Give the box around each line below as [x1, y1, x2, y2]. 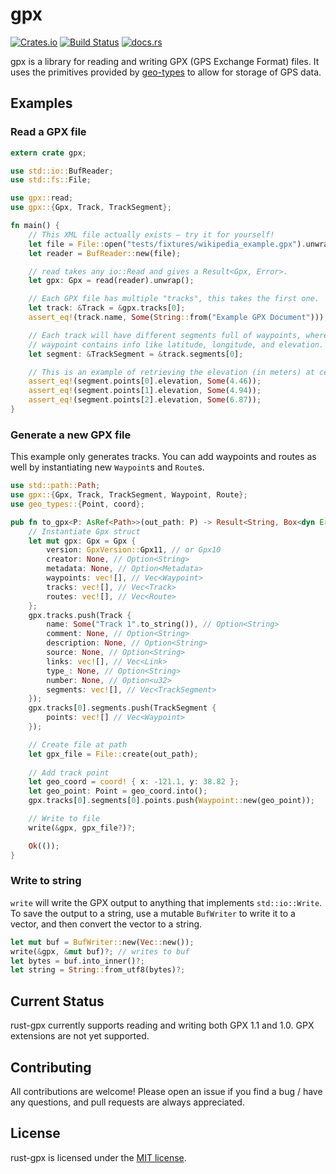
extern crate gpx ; [10, 148, 87, 158]
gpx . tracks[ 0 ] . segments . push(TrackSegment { [28, 703, 217, 713]
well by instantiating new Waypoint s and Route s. [10, 461, 205, 473]
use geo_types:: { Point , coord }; [10, 499, 145, 509]
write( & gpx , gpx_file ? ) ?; [28, 823, 137, 833]
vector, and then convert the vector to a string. [10, 918, 203, 930]
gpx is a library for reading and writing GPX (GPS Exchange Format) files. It [10, 55, 320, 67]
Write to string [10, 874, 82, 888]
